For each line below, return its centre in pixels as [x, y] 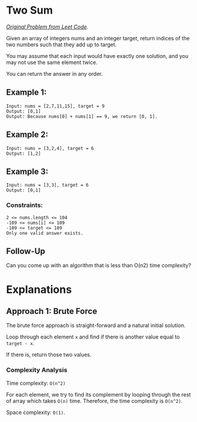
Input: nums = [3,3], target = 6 [47, 185]
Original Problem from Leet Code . [47, 27]
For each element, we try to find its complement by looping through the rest [99, 394]
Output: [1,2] [24, 154]
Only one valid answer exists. [45, 233]
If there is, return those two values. [49, 355]
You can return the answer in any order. [54, 73]
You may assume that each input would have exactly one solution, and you [97, 56]
